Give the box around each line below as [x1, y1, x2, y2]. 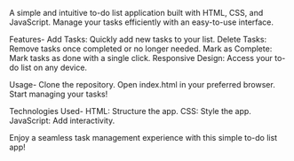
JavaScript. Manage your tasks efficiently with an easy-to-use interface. [9, 17, 274, 27]
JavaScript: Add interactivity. [9, 115, 115, 126]
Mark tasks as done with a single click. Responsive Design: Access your [9, 53, 274, 63]
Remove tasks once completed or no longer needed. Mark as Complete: [9, 43, 273, 54]
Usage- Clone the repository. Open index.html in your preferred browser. [9, 80, 275, 89]
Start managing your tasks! [9, 88, 108, 99]
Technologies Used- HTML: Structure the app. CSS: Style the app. [9, 106, 251, 116]
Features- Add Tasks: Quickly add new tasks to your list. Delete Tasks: [9, 34, 267, 44]
